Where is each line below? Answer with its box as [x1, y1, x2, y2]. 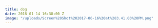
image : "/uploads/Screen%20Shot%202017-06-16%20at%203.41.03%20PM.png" [5, 16, 154, 20]
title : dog [5, 7, 27, 12]
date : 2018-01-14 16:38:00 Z [5, 11, 64, 16]
